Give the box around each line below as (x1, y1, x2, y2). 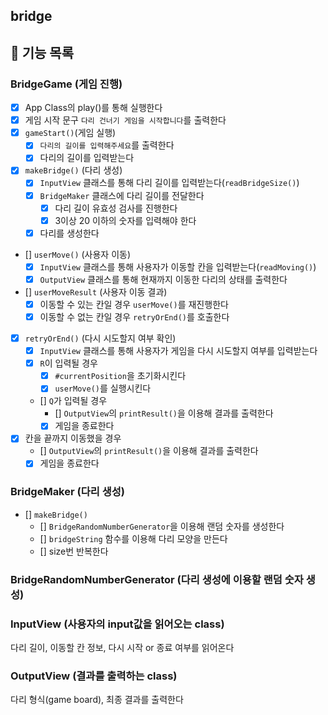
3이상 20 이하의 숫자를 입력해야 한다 (54, 214, 197, 226)
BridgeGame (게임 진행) (10, 77, 123, 91)
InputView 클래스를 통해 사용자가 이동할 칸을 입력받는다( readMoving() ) (39, 260, 317, 273)
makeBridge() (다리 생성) (24, 164, 123, 176)
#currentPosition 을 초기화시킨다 (54, 370, 187, 382)
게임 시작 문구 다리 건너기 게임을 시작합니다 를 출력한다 (24, 114, 227, 126)
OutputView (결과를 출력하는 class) (10, 669, 178, 683)
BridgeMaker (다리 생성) (10, 485, 125, 499)
